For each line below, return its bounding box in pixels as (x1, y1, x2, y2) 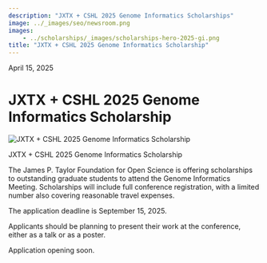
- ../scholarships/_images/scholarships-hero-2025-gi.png (22, 33, 220, 42)
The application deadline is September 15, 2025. (8, 206, 167, 216)
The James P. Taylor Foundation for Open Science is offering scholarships (8, 165, 253, 175)
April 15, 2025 (8, 63, 54, 73)
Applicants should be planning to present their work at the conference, (8, 222, 241, 231)
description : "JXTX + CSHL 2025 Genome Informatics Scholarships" (8, 11, 234, 20)
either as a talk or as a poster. (8, 230, 106, 240)
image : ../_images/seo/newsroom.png (8, 19, 130, 27)
